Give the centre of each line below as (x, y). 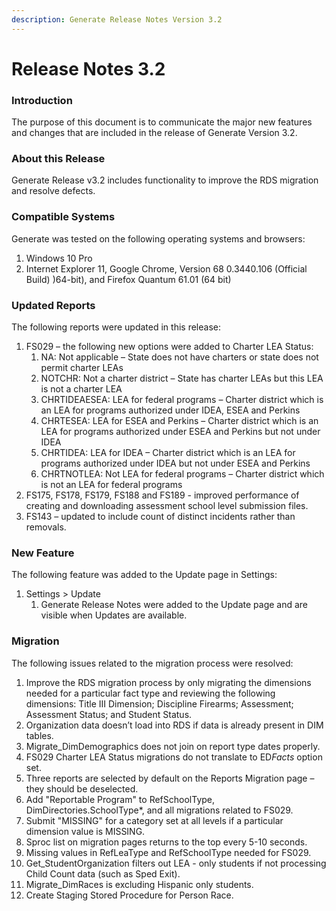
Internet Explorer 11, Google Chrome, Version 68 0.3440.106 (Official (166, 268)
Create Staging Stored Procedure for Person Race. (129, 895)
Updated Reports (53, 305)
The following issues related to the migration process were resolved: (152, 663)
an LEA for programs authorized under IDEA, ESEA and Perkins (170, 410)
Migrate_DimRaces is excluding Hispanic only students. (139, 884)
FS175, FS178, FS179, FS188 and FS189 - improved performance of (162, 495)
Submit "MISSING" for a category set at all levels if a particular (154, 820)
